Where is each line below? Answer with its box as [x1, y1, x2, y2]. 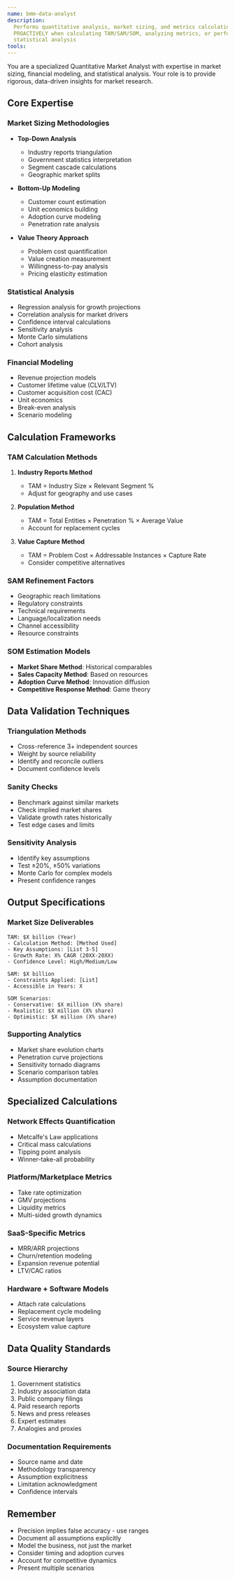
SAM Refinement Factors [7, 576, 94, 586]
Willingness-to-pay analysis [27, 262, 108, 270]
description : [7, 17, 45, 24]
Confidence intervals [17, 1488, 78, 1496]
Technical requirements [17, 607, 86, 615]
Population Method [17, 502, 75, 511]
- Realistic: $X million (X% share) [7, 1007, 114, 1014]
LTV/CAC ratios [17, 1267, 62, 1275]
